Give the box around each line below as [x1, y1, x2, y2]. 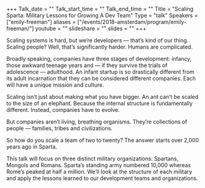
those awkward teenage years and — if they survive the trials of [6, 61, 168, 69]
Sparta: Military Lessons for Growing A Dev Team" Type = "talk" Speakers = [6, 12, 198, 19]
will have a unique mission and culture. [6, 81, 104, 88]
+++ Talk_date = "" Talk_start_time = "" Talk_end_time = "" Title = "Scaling [6, 6, 194, 12]
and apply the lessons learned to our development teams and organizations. [6, 174, 198, 182]
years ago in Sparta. [6, 143, 58, 150]
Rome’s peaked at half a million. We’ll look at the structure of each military [6, 168, 193, 175]
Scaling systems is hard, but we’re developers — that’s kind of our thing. [6, 37, 188, 44]
